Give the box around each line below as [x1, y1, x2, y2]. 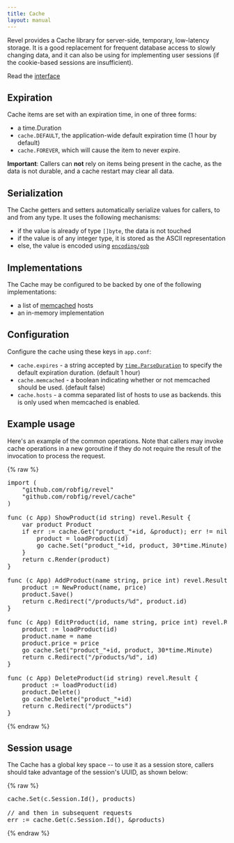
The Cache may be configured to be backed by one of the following [7, 280, 202, 288]
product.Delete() [22, 688, 81, 696]
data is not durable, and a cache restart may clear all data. [7, 167, 174, 175]
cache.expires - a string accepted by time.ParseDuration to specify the [17, 361, 223, 369]
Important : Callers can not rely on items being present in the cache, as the [7, 160, 222, 168]
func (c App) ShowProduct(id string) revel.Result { [7, 514, 192, 521]
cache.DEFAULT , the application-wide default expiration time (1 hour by [17, 131, 217, 140]
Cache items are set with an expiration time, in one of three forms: [7, 110, 197, 119]
